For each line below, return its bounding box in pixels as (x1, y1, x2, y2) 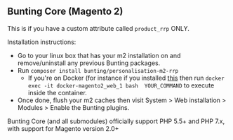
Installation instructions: (7, 38, 76, 46)
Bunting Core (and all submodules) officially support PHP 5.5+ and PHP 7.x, (7, 117, 225, 125)
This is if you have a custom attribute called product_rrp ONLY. (7, 24, 189, 32)
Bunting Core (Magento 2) (7, 6, 124, 17)
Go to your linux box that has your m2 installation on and (17, 51, 181, 59)
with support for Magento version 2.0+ (7, 124, 119, 132)
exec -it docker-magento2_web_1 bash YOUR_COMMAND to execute (27, 80, 215, 90)
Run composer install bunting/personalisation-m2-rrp (17, 66, 179, 74)
